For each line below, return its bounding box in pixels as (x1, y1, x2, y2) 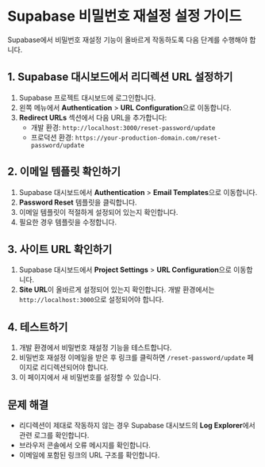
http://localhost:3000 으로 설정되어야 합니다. (18, 295, 164, 304)
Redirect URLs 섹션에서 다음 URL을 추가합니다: (18, 113, 167, 122)
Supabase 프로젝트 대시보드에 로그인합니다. (18, 93, 156, 102)
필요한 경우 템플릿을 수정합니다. (18, 217, 117, 227)
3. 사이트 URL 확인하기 (7, 243, 113, 256)
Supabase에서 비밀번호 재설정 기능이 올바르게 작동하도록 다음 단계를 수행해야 (7, 35, 248, 44)
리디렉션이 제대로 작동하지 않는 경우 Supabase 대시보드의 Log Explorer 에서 (18, 421, 255, 430)
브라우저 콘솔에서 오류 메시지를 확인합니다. (18, 441, 152, 450)
